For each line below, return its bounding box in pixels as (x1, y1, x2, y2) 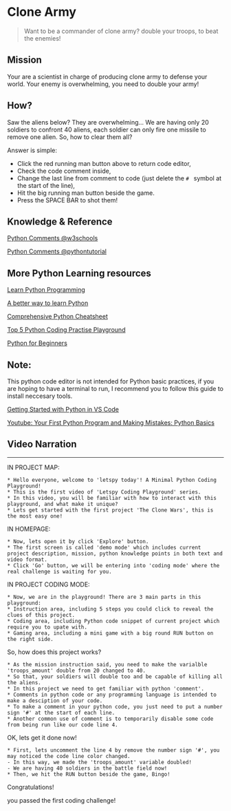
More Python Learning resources (7, 267, 151, 279)
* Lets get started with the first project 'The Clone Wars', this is (7, 507, 214, 514)
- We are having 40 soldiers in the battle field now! (7, 765, 168, 772)
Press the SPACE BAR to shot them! (16, 196, 118, 204)
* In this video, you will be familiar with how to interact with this (7, 494, 217, 501)
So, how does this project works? (7, 648, 102, 656)
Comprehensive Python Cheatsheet (7, 313, 109, 321)
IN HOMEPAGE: (7, 525, 51, 533)
